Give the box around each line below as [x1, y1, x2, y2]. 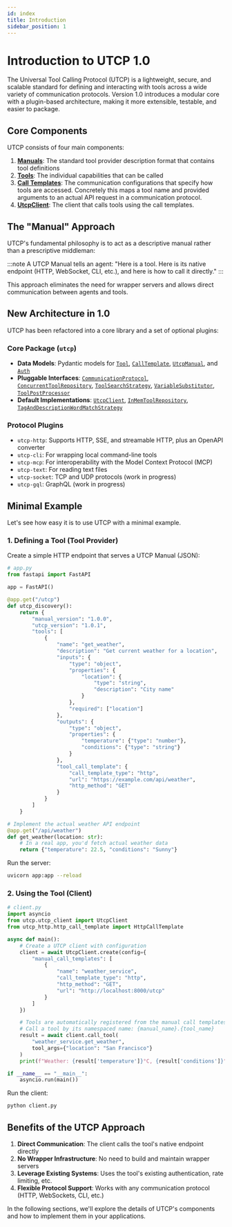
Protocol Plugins [7, 420, 64, 430]
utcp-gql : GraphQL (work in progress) [17, 480, 126, 488]
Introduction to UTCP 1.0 [7, 53, 151, 68]
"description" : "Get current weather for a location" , [56, 647, 217, 655]
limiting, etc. [17, 1176, 52, 1185]
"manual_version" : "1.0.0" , [32, 616, 113, 622]
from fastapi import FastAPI [7, 571, 91, 578]
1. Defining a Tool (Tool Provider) [7, 536, 119, 546]
